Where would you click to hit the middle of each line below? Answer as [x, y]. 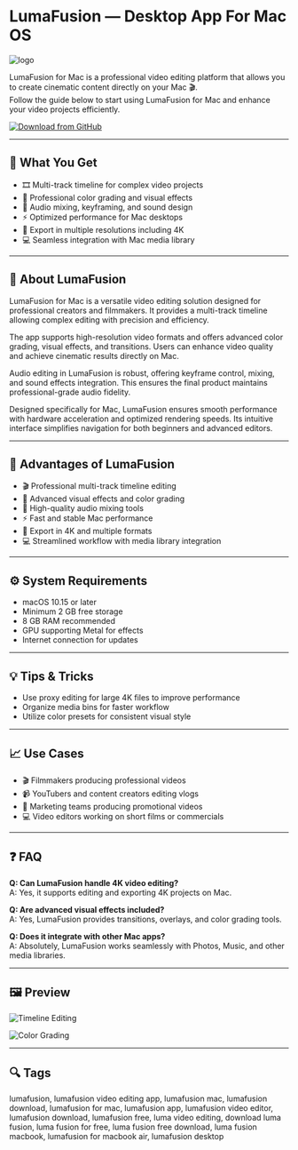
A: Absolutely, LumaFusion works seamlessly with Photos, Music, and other [147, 946]
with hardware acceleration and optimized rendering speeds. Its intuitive [141, 419]
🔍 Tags [30, 1073]
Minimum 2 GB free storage [72, 611]
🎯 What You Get [53, 163]
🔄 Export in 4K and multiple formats [87, 531]
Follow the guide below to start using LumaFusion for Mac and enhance [140, 100]
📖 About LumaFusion [68, 280]
